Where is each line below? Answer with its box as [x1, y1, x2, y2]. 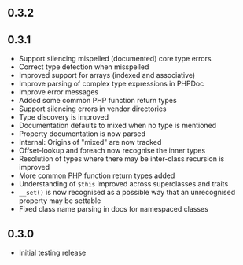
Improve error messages [18, 87, 99, 97]
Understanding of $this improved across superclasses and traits [18, 179, 229, 189]
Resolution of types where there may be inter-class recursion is [18, 154, 225, 164]
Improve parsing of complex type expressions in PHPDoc [18, 79, 204, 89]
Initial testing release [18, 248, 87, 258]
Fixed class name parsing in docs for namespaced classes [18, 204, 209, 214]
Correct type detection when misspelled [18, 62, 149, 72]
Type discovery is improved [18, 112, 109, 122]
